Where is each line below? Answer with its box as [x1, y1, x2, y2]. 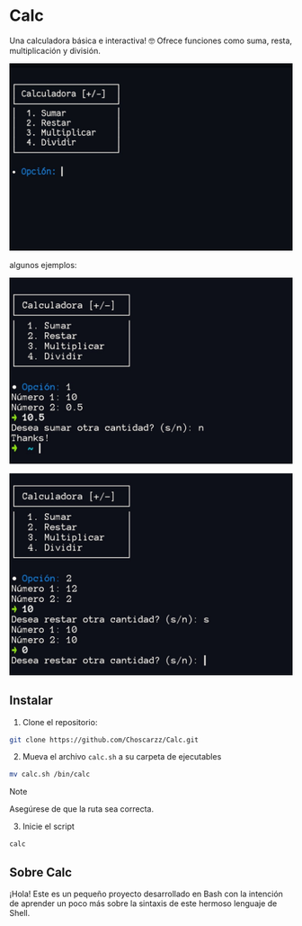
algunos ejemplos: [9, 259, 77, 270]
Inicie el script [22, 821, 75, 832]
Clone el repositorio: [22, 716, 98, 727]
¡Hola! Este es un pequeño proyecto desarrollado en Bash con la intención [9, 888, 283, 899]
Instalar [9, 693, 54, 708]
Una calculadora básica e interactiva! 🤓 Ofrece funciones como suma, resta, [9, 35, 293, 46]
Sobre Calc [9, 865, 73, 880]
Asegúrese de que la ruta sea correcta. [9, 804, 155, 814]
